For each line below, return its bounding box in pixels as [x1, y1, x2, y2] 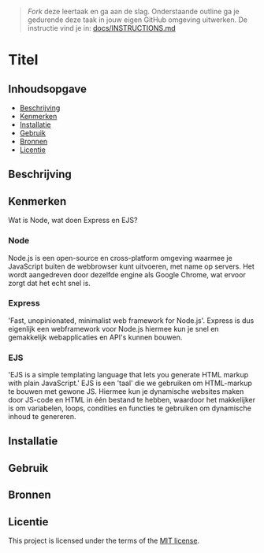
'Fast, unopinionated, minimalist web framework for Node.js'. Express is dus [8, 315, 255, 325]
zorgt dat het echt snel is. [8, 278, 91, 288]
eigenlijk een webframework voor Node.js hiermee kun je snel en [8, 324, 219, 333]
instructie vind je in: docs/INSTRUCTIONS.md [27, 24, 176, 32]
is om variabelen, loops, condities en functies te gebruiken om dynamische [8, 403, 252, 413]
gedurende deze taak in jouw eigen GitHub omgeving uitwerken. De [27, 15, 248, 24]
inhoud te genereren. [8, 412, 76, 421]
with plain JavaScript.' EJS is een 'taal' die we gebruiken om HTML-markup [8, 378, 252, 388]
